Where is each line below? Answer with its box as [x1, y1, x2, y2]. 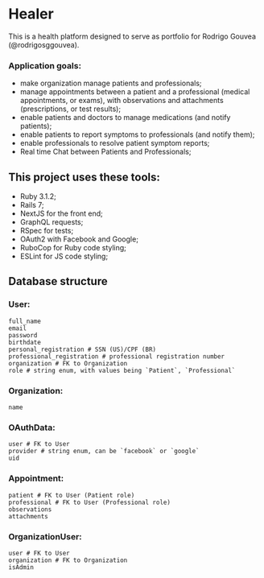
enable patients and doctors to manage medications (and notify [19, 113, 231, 122]
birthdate [8, 338, 42, 346]
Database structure [8, 275, 108, 288]
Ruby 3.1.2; [19, 192, 56, 201]
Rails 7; [19, 200, 44, 210]
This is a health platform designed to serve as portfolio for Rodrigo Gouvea [8, 31, 256, 41]
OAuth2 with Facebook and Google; [19, 234, 139, 244]
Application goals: [8, 60, 82, 71]
